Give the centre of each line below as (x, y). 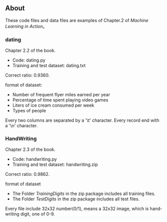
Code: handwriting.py (35, 159)
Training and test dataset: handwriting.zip (55, 164)
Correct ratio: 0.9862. (27, 174)
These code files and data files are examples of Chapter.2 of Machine (77, 20)
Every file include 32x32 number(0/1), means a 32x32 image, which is (77, 209)
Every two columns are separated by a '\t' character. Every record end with (82, 120)
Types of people (29, 111)
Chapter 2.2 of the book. (30, 51)
